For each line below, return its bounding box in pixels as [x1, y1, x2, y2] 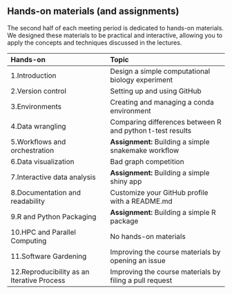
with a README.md [110, 196, 173, 206]
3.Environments [10, 101, 62, 111]
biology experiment [110, 75, 173, 85]
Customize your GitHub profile [110, 187, 209, 197]
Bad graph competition [110, 156, 184, 166]
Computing [10, 235, 47, 245]
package [110, 216, 139, 226]
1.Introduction [10, 70, 57, 80]
